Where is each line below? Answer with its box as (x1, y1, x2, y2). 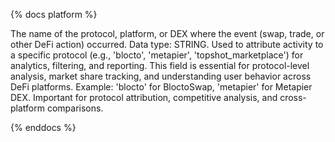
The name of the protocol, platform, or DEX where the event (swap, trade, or (10, 28, 325, 39)
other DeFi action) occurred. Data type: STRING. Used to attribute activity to (10, 39, 324, 50)
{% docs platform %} (10, 9, 98, 20)
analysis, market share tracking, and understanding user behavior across (10, 70, 312, 82)
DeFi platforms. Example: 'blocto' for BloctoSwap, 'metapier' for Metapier (10, 81, 313, 93)
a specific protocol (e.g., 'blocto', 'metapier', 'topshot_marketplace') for (10, 49, 304, 61)
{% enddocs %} (10, 122, 77, 133)
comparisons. (46, 102, 104, 114)
